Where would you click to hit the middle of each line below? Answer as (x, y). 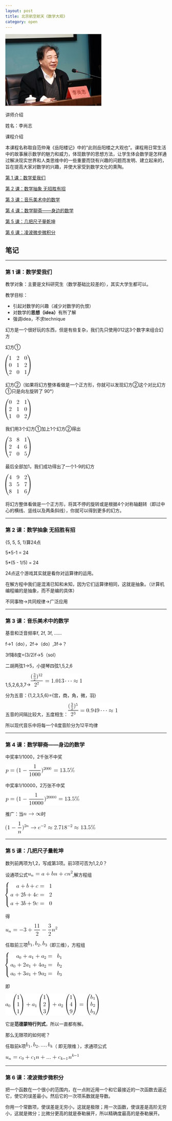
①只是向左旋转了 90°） (31, 392)
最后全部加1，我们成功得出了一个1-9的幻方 (50, 467)
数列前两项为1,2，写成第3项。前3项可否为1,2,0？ (56, 863)
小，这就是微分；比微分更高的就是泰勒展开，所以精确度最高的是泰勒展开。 (84, 1113)
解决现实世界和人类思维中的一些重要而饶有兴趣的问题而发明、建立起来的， (88, 161)
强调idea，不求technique (39, 319)
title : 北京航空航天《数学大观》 (36, 16)
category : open (21, 22)
